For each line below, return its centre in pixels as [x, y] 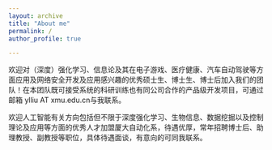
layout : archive [36, 16]
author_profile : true [45, 39]
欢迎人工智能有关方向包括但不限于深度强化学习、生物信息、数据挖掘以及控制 [136, 118]
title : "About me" [39, 24]
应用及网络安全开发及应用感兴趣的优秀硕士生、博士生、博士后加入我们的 [136, 80]
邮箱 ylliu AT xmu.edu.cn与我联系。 [67, 100]
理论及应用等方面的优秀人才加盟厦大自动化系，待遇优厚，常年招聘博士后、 [132, 127]
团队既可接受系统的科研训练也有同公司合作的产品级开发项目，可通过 [150, 90]
